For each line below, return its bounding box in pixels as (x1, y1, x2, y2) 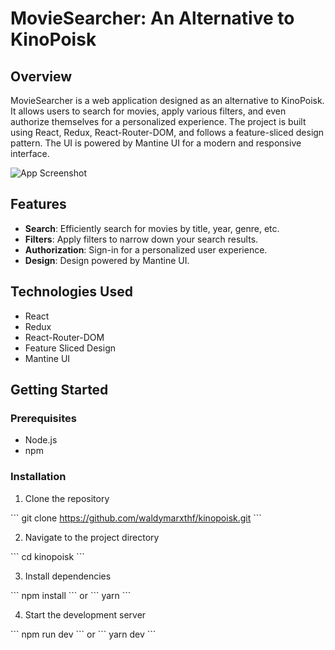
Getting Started (10, 382, 109, 399)
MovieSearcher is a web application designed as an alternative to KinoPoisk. (10, 95, 325, 106)
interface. (10, 148, 50, 159)
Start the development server (24, 608, 147, 621)
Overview (10, 68, 73, 85)
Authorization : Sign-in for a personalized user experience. (24, 243, 268, 256)
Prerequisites (10, 411, 77, 425)
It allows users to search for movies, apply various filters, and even (10, 105, 287, 117)
